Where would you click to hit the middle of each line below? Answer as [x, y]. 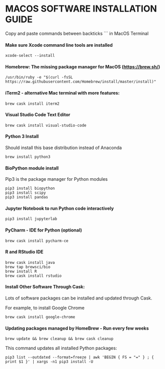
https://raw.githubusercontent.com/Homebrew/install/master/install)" [81, 82]
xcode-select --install [30, 56]
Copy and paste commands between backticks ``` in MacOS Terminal [77, 33]
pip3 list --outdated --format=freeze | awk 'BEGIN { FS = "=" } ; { [80, 357]
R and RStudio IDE [24, 252]
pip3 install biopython [30, 189]
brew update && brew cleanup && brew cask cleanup [59, 339]
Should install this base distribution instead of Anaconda [64, 147]
